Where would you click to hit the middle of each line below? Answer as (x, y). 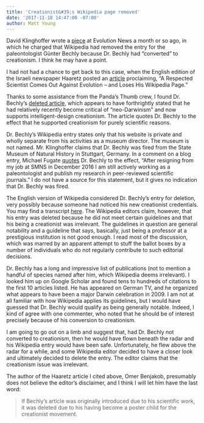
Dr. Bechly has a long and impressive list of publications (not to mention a (98, 269)
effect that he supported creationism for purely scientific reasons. (89, 123)
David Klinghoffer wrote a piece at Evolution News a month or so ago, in (97, 41)
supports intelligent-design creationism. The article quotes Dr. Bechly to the (101, 116)
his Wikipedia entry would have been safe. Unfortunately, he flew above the (101, 345)
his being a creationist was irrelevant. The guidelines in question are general (102, 224)
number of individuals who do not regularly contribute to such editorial (95, 250)
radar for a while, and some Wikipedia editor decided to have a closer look (100, 352)
